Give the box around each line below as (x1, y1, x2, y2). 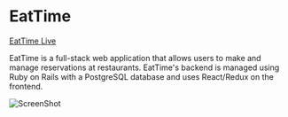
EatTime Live (9, 35, 57, 46)
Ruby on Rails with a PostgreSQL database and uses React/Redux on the (9, 71, 275, 82)
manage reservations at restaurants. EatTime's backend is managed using (9, 62, 280, 73)
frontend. (9, 81, 43, 91)
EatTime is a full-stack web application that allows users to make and (9, 52, 261, 63)
